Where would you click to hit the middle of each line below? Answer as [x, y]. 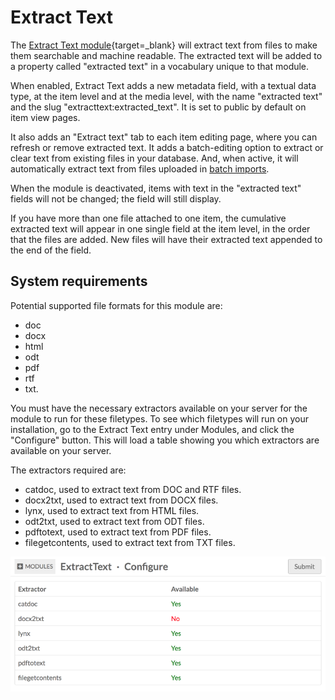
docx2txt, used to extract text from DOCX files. [121, 500]
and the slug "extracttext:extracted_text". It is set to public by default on [158, 107]
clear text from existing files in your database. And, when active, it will [154, 158]
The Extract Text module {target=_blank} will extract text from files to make [164, 45]
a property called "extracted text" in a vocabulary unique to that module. [160, 66]
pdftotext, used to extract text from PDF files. [118, 532]
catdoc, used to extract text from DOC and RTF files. [133, 489]
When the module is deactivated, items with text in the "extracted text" [156, 188]
